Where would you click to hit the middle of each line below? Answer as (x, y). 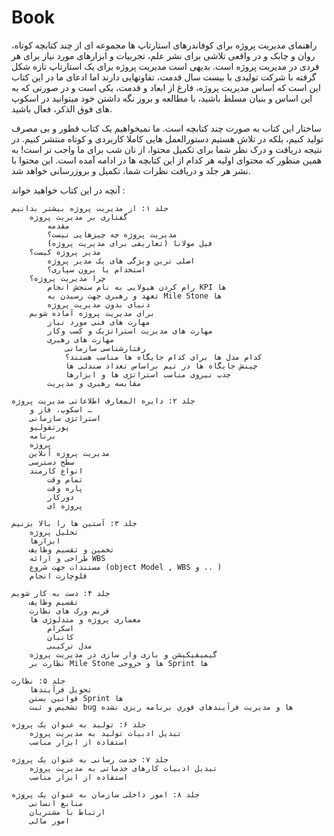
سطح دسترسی (52, 462)
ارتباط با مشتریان (67, 812)
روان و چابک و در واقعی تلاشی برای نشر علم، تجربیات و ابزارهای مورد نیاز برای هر (163, 55)
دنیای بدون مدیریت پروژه (99, 304)
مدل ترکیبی (70, 646)
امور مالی (50, 821)
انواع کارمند (56, 471)
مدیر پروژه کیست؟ (65, 252)
